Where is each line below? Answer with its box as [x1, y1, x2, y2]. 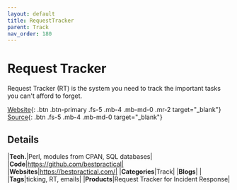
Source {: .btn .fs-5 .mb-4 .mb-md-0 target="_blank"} [7, 113, 163, 121]
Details [7, 133, 39, 145]
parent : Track [7, 23, 50, 30]
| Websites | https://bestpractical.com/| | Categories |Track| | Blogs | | [7, 167, 202, 176]
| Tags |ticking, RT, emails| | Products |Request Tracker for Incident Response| [7, 175, 231, 183]
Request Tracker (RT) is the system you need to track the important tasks [7, 84, 221, 93]
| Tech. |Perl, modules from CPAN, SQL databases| [7, 152, 153, 160]
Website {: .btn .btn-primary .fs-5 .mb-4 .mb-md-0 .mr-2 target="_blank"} [7, 106, 221, 114]
